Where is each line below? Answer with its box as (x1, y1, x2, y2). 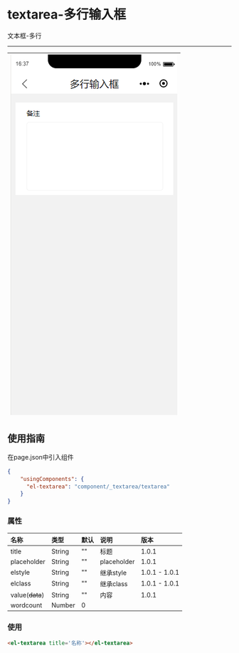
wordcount (10, 601, 43, 610)
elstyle (10, 568, 31, 577)
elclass (10, 579, 31, 588)
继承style (100, 568, 127, 577)
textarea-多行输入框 (7, 6, 127, 23)
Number (51, 601, 76, 610)
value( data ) (10, 590, 45, 599)
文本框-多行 (7, 31, 42, 40)
